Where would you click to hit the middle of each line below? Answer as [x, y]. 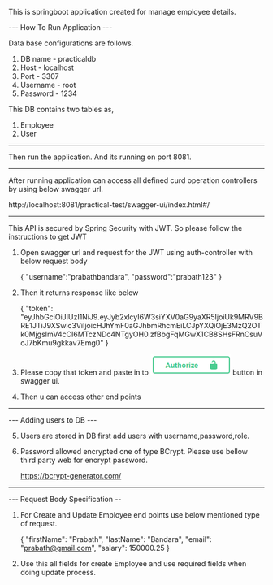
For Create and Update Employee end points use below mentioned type [140, 515]
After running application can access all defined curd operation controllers [133, 180]
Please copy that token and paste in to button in [141, 372]
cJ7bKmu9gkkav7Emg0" [62, 343]
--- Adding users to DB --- [53, 420]
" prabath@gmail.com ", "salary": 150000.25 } [95, 548]
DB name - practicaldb [58, 59]
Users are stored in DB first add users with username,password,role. [135, 435]
